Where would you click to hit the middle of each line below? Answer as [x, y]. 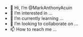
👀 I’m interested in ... [31, 13]
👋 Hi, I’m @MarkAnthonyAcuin [41, 8]
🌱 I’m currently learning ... [37, 18]
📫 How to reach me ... [33, 29]
